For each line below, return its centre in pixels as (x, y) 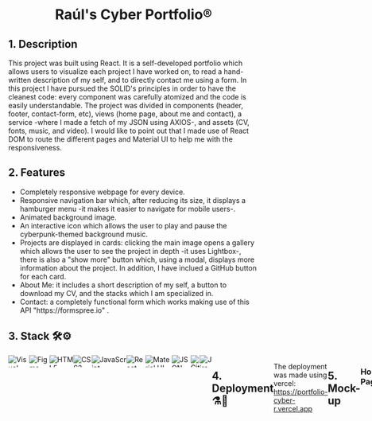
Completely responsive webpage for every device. (102, 192)
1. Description (43, 44)
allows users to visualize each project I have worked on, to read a (115, 72)
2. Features (37, 173)
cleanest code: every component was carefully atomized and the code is (127, 97)
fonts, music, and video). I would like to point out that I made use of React (128, 131)
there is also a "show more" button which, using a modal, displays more (137, 259)
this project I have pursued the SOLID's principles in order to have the (122, 88)
